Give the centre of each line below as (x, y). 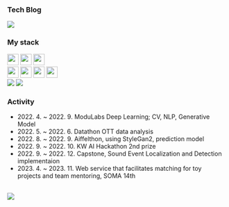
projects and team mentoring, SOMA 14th (76, 176)
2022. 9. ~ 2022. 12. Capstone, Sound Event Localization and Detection (119, 154)
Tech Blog (24, 10)
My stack (23, 42)
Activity (21, 101)
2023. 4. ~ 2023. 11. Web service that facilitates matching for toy (109, 168)
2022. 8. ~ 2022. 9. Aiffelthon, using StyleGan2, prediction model (111, 139)
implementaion (39, 160)
